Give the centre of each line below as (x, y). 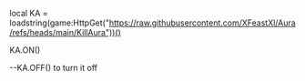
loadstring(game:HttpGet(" (59, 23)
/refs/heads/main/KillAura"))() (65, 32)
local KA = (29, 13)
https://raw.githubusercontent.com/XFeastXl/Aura (202, 23)
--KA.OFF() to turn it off (54, 68)
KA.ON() (25, 50)
